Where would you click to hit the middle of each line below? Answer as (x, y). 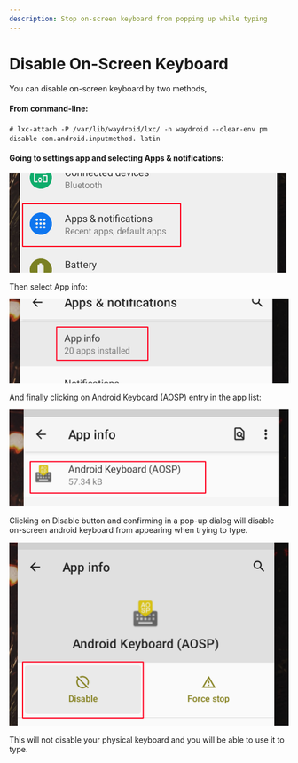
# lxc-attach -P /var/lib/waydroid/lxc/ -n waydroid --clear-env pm (138, 129)
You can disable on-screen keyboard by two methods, (108, 88)
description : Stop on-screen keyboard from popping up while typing (138, 19)
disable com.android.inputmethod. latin (85, 139)
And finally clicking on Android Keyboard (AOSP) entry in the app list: (135, 397)
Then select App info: (48, 286)
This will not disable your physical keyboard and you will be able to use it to (147, 740)
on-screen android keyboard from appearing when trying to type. (129, 529)
